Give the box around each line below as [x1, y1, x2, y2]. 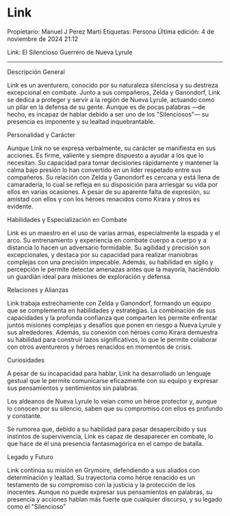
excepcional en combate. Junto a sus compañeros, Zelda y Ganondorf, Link [7, 88, 220, 97]
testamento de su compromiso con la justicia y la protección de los [7, 480, 196, 489]
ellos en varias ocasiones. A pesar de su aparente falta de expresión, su [7, 187, 210, 196]
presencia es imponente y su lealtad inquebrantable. [7, 117, 155, 125]
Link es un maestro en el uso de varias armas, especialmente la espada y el [7, 228, 220, 237]
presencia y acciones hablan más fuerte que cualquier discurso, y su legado [7, 495, 222, 503]
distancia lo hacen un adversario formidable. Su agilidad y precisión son [7, 243, 210, 251]
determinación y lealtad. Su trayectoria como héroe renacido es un [7, 473, 196, 481]
